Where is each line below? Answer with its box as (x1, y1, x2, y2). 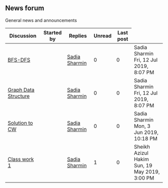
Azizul (133, 149, 148, 156)
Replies (68, 32, 87, 39)
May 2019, (133, 168, 160, 175)
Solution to (7, 119, 33, 126)
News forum (5, 4, 44, 12)
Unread (93, 32, 111, 39)
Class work (7, 155, 34, 162)
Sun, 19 (133, 162, 152, 169)
